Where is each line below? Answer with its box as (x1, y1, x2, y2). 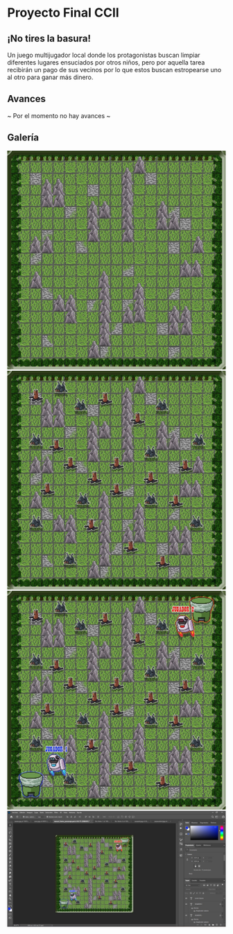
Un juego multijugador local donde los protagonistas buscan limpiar (7, 51, 200, 59)
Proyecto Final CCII (7, 5, 119, 21)
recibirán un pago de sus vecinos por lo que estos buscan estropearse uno (7, 66, 222, 74)
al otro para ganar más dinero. (7, 73, 94, 81)
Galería (7, 132, 40, 144)
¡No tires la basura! (7, 33, 92, 44)
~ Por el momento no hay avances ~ (7, 111, 111, 119)
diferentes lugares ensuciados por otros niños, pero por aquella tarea (7, 58, 205, 67)
